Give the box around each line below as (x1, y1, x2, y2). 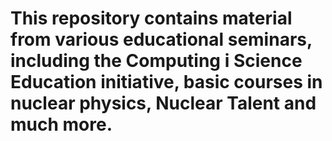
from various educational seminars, (10, 28, 313, 51)
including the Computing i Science (10, 50, 303, 72)
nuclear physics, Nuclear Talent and (10, 92, 317, 115)
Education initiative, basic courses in (10, 71, 323, 94)
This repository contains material (10, 7, 293, 30)
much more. (10, 113, 113, 136)
